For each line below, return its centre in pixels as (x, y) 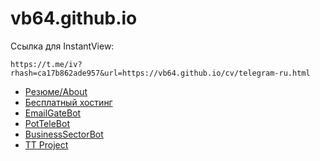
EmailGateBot (53, 113)
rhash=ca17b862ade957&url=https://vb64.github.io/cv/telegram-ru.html (160, 73)
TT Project (46, 144)
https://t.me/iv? (46, 64)
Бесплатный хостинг (68, 102)
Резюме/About (56, 91)
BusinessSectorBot (64, 134)
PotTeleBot (47, 123)
